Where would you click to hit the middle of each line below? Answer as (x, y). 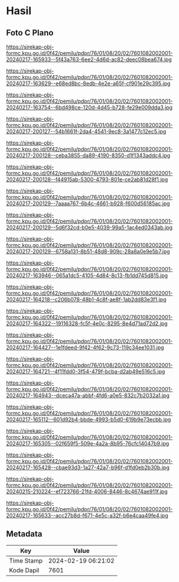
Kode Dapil (24, 570)
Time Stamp (26, 561)
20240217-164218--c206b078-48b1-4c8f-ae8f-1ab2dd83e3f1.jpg (86, 299)
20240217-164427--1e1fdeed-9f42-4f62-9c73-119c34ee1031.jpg (85, 347)
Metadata (24, 534)
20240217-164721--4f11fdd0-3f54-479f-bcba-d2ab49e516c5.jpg (86, 371)
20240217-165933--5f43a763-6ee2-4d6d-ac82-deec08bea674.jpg (89, 59)
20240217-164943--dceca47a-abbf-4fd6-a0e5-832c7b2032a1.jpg (88, 395)
